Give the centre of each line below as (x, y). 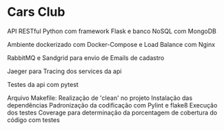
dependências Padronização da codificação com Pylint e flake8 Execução (112, 105)
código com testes (33, 120)
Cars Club (36, 12)
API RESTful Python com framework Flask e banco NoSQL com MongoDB (112, 31)
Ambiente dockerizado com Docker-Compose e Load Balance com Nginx (111, 44)
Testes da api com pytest (43, 84)
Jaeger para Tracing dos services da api (64, 71)
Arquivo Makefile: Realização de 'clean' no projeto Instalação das (100, 98)
